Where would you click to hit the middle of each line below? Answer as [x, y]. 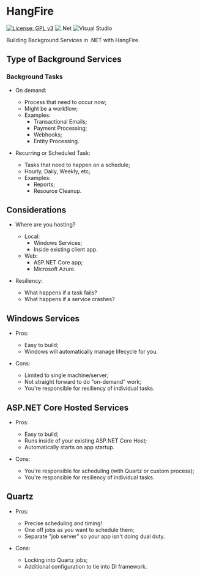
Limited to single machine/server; [66, 375]
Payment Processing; [60, 128]
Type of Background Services [64, 59]
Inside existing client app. [65, 250]
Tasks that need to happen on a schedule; [77, 165]
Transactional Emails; [60, 121]
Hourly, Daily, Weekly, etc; [57, 171]
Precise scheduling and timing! [63, 523]
